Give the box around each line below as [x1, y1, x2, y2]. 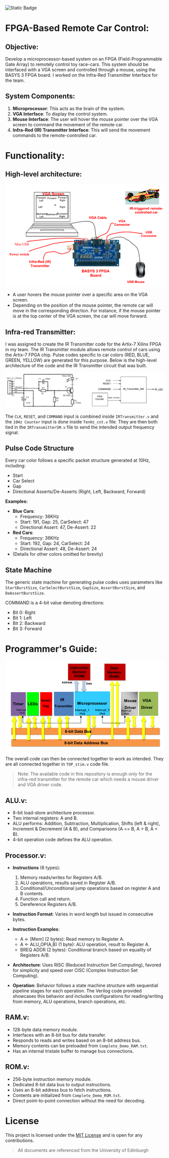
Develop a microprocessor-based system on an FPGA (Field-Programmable [5, 56, 162, 62]
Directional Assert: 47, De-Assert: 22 [20, 524, 96, 530]
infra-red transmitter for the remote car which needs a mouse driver [17, 776, 159, 783]
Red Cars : [12, 529, 34, 536]
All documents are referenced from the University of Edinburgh [17, 1147, 149, 1153]
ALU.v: [5, 796, 27, 805]
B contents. [20, 891, 44, 897]
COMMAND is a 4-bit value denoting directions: [5, 600, 104, 606]
